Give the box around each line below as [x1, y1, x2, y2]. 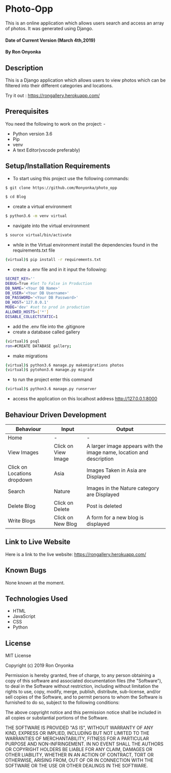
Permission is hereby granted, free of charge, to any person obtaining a [5, 672, 155, 679]
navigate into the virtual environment [12, 223, 90, 229]
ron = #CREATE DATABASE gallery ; [5, 343, 72, 349]
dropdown [8, 476, 33, 483]
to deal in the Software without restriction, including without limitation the [5, 683, 159, 689]
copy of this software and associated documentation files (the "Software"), [5, 678, 163, 684]
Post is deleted [86, 502, 122, 510]
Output [116, 426, 134, 432]
